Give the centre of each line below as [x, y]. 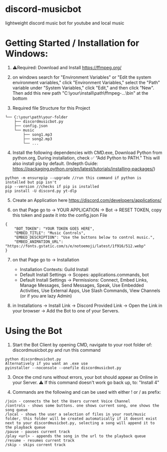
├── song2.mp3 [38, 139]
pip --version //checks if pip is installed [52, 186]
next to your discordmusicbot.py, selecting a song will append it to [80, 423]
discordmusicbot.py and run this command [56, 350]
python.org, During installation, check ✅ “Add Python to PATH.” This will [86, 157]
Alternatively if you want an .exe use [47, 363]
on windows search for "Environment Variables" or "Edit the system [82, 77]
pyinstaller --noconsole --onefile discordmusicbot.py [63, 368]
